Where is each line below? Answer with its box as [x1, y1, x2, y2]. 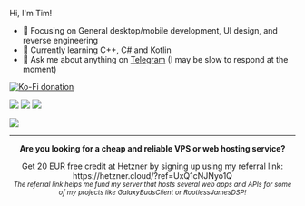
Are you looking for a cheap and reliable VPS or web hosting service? [19, 143, 286, 153]
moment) [22, 64, 57, 74]
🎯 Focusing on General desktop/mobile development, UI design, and [22, 25, 279, 35]
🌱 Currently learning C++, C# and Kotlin [22, 44, 172, 55]
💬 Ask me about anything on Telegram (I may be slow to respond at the [22, 54, 289, 64]
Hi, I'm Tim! [9, 8, 53, 18]
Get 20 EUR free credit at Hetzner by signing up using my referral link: [21, 161, 284, 172]
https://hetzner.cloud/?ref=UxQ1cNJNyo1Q [72, 171, 233, 181]
